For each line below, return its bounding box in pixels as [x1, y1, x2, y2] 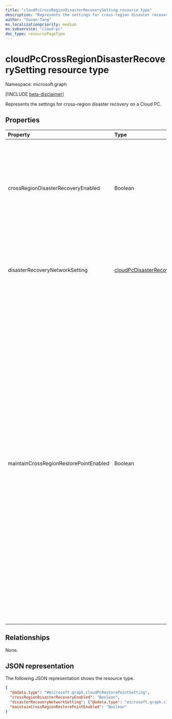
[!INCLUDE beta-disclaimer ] [5, 91, 64, 97]
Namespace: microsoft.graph [5, 81, 67, 87]
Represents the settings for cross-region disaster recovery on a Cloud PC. [5, 101, 162, 107]
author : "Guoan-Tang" [5, 17, 52, 22]
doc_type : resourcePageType [5, 31, 66, 36]
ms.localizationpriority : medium [5, 22, 77, 27]
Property [8, 131, 30, 138]
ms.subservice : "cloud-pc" [5, 27, 63, 32]
